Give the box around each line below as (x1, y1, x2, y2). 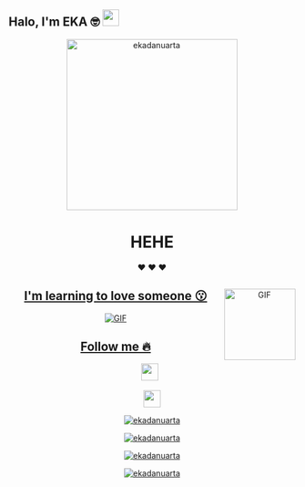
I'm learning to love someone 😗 (24, 288, 208, 304)
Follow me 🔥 (80, 338, 151, 354)
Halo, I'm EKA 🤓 (8, 15, 100, 30)
